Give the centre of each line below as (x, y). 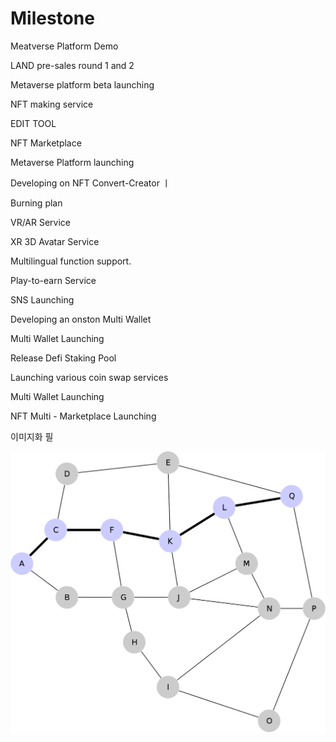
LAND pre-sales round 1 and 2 (72, 65)
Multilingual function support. (71, 261)
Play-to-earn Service (53, 280)
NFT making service (52, 104)
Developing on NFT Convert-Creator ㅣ (90, 183)
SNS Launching (42, 299)
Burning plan (36, 203)
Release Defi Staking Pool (63, 358)
